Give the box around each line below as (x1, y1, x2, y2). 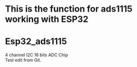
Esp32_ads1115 (5, 36, 67, 47)
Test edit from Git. (5, 57, 41, 63)
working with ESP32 (5, 14, 89, 25)
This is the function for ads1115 (5, 3, 133, 15)
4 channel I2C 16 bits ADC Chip (5, 52, 68, 58)
